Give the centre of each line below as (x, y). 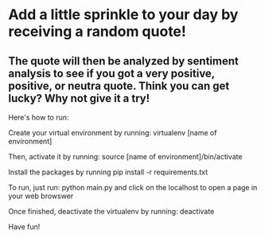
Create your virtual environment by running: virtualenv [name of (113, 133)
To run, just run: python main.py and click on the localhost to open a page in (133, 187)
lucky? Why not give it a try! (79, 98)
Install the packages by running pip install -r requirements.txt (108, 172)
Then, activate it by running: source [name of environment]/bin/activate (125, 156)
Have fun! (24, 227)
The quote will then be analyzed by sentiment (123, 61)
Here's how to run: (39, 117)
